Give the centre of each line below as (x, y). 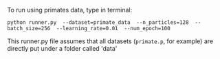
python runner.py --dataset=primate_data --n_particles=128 (98, 23)
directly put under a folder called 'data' (62, 48)
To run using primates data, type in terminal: (70, 10)
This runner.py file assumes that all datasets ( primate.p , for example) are (110, 41)
